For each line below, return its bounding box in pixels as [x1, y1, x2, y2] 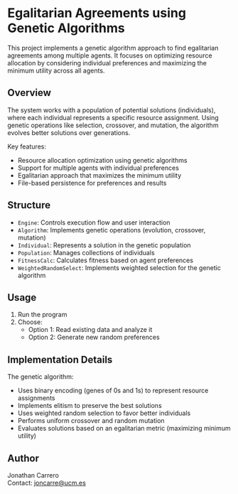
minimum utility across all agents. [7, 66, 105, 75]
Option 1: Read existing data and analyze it [28, 326, 153, 334]
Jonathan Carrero [7, 471, 59, 479]
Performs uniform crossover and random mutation [17, 417, 165, 425]
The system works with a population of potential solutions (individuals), [7, 105, 216, 114]
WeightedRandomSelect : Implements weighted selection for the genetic [17, 263, 222, 272]
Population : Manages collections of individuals [17, 248, 155, 257]
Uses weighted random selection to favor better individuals [17, 409, 191, 417]
